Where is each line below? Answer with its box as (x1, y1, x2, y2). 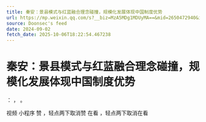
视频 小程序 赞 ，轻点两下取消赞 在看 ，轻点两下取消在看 (6, 109, 148, 117)
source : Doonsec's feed (6, 20, 67, 26)
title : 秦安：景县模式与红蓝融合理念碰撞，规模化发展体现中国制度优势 (6, 9, 162, 15)
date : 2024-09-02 (6, 26, 51, 32)
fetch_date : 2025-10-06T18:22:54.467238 (6, 32, 112, 38)
